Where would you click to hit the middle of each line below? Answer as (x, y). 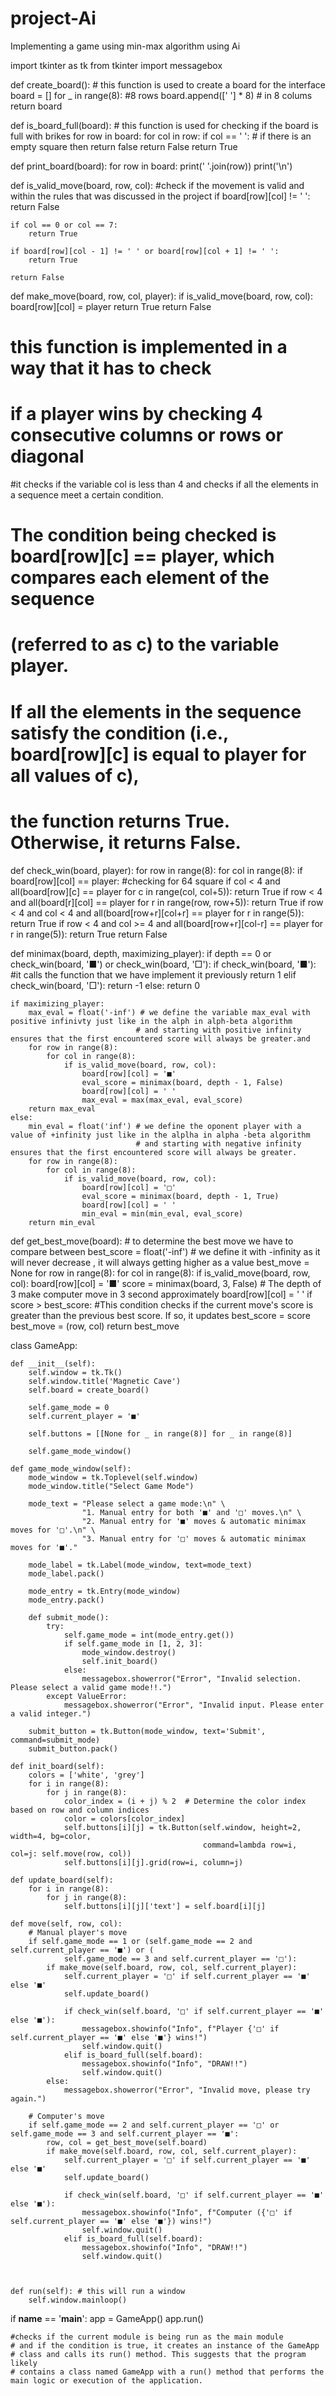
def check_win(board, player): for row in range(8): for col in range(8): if (156, 870)
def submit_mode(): (69, 1617)
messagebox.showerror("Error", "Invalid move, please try (187, 2090)
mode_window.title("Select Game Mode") (111, 1486)
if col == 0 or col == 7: (64, 225)
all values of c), (75, 775)
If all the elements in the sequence (156, 711)
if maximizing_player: (57, 1003)
